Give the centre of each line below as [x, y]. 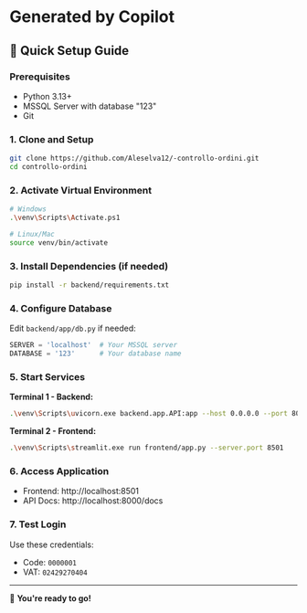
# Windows [28, 209]
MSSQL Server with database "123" [90, 106]
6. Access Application [59, 470]
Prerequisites [40, 77]
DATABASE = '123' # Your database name [95, 354]
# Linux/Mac [32, 234]
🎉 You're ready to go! [50, 598]
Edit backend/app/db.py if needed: [73, 328]
